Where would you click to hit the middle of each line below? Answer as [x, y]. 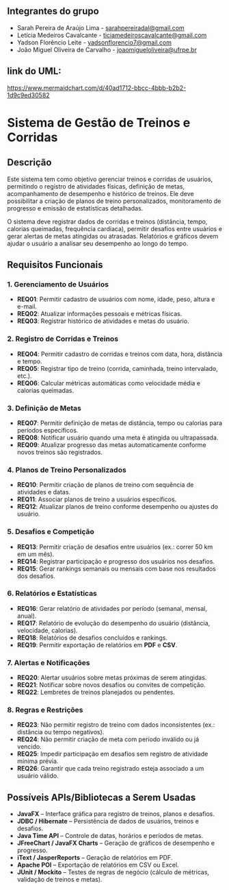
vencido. [29, 747]
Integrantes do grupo [53, 11]
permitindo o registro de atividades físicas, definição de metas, [96, 186]
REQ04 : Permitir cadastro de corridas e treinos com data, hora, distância [120, 354]
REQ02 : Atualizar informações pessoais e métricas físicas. [99, 314]
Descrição [29, 163]
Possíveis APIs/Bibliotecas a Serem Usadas [102, 797]
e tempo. [29, 361]
